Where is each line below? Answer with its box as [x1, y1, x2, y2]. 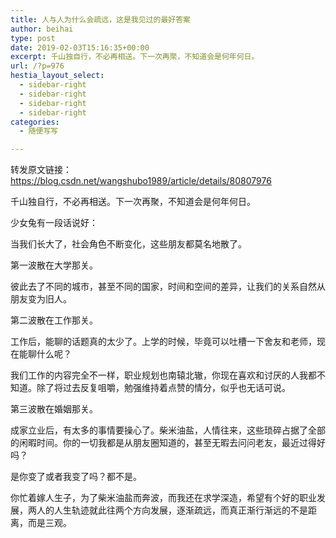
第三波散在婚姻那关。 [10, 403, 98, 415]
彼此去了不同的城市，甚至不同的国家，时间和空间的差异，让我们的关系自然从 [10, 281, 326, 293]
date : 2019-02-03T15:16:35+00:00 [10, 42, 150, 53]
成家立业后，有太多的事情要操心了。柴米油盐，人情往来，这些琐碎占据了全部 [10, 424, 326, 436]
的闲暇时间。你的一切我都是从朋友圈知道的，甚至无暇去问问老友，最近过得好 [10, 437, 326, 449]
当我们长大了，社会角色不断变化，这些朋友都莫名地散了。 [10, 238, 247, 250]
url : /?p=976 [10, 61, 65, 71]
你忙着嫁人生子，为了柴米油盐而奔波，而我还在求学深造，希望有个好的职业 [10, 492, 317, 504]
